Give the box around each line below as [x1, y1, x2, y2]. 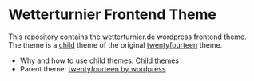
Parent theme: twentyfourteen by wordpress [19, 64, 166, 73]
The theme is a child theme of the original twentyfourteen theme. [8, 40, 223, 49]
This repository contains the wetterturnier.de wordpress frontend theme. [8, 32, 247, 41]
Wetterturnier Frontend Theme [8, 6, 217, 24]
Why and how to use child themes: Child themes [19, 56, 180, 65]
